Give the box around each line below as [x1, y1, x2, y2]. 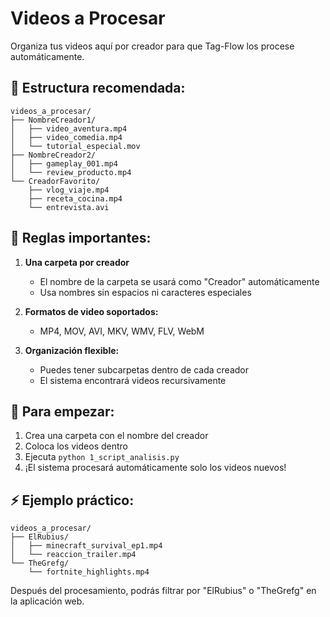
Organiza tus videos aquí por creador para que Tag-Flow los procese [10, 40, 295, 52]
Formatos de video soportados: [24, 305, 159, 317]
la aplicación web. [10, 595, 85, 607]
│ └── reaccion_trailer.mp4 [10, 550, 137, 560]
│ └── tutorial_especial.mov [10, 141, 141, 151]
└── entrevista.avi [28, 202, 110, 212]
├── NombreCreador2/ [10, 150, 97, 160]
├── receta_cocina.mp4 [28, 193, 123, 204]
